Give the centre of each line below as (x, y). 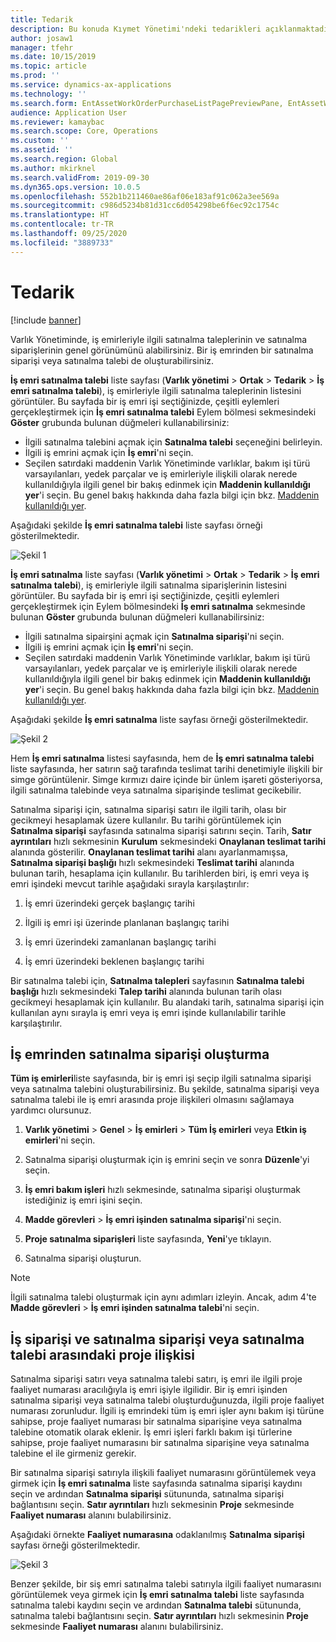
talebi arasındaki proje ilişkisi (103, 1354)
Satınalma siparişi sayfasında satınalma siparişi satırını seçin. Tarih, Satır (161, 830)
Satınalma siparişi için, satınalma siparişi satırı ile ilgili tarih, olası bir (148, 809)
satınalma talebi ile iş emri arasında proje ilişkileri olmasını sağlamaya (152, 1100)
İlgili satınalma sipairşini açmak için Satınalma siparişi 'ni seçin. (154, 636)
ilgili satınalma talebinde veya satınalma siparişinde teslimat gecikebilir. (156, 790)
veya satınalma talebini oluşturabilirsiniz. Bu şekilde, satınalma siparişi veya (165, 1089)
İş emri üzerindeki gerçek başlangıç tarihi (109, 903)
